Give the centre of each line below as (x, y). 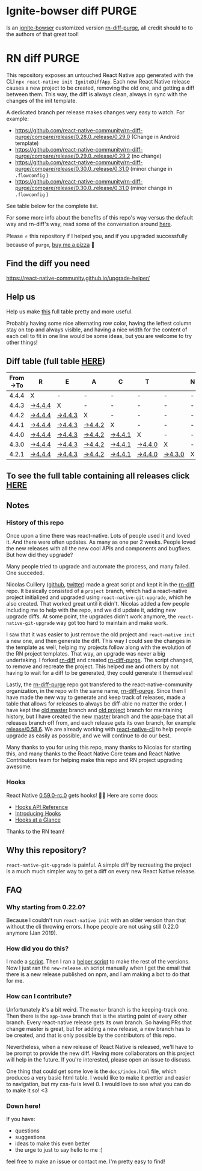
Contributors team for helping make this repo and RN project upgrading (95, 760)
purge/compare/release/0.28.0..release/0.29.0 (72, 137)
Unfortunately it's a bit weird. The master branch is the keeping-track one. (98, 1009)
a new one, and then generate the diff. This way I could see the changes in (99, 641)
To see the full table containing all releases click (98, 475)
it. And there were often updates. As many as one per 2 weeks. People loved (101, 542)
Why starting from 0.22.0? (46, 907)
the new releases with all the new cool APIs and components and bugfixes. (99, 549)
